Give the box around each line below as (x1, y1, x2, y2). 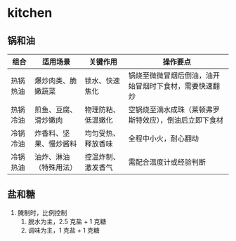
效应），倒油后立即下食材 (142, 116, 223, 125)
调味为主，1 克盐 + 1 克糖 (27, 226, 100, 234)
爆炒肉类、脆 (34, 76, 77, 85)
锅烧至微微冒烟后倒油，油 (128, 71, 213, 80)
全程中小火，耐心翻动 (128, 134, 199, 143)
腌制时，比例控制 (17, 208, 67, 216)
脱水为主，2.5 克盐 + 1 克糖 (27, 217, 107, 226)
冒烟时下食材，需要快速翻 (135, 81, 220, 90)
